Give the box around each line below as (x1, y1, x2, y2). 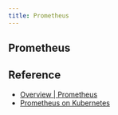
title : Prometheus (8, 11, 69, 20)
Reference (8, 69, 61, 82)
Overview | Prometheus (19, 89, 98, 99)
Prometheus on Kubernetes (19, 97, 110, 108)
